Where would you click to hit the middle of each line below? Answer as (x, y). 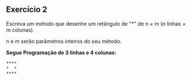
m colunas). (20, 30)
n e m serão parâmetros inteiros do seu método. (64, 41)
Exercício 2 (27, 10)
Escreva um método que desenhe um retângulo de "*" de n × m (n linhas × (96, 23)
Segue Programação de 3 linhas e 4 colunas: (61, 53)
